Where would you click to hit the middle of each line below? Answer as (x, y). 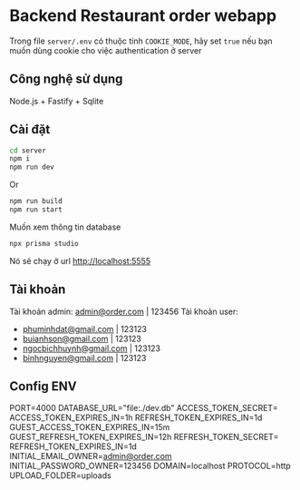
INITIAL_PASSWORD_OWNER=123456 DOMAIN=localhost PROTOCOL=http (150, 466)
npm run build (36, 201)
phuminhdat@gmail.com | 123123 (85, 328)
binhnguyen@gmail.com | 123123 (84, 358)
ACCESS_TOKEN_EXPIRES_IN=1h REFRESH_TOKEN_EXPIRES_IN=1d (136, 417)
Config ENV (43, 387)
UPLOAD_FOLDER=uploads (60, 475)
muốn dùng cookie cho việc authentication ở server (106, 50)
